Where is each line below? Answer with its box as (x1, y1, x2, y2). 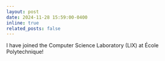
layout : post (6, 8, 39, 15)
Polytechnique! (6, 48, 44, 56)
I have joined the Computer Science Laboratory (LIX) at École (6, 42, 159, 49)
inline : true (6, 20, 39, 26)
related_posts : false (6, 25, 61, 32)
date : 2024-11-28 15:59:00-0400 (6, 14, 88, 20)
